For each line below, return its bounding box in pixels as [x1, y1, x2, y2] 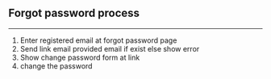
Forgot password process [8, 6, 140, 20]
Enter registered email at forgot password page [19, 35, 177, 45]
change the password [19, 60, 93, 71]
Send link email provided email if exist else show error [19, 44, 200, 53]
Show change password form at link [19, 52, 140, 62]
